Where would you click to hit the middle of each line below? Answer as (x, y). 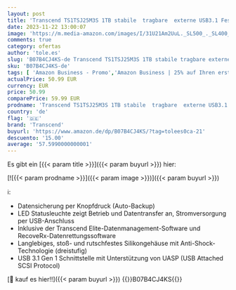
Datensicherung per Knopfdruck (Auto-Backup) (86, 206)
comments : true (29, 40)
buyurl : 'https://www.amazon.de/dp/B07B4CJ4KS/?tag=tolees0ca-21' (106, 131)
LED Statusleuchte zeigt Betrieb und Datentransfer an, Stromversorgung (122, 213)
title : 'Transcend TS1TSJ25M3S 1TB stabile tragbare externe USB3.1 (113, 20)
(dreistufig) (71, 251)
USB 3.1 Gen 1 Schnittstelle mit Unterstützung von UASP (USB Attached (120, 258)
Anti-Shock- (198, 244)
